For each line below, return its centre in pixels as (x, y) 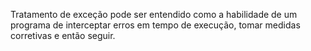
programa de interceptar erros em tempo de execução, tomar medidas (155, 25)
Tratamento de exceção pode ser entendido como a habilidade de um (154, 14)
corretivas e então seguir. (63, 35)
